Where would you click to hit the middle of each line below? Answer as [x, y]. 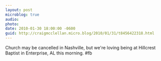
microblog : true [22, 15]
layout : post [19, 10]
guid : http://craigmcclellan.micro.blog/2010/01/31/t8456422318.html [80, 33]
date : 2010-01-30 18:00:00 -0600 [40, 29]
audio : [12, 19]
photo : [12, 24]
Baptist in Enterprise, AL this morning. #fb [49, 53]
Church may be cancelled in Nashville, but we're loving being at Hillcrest [80, 48]
